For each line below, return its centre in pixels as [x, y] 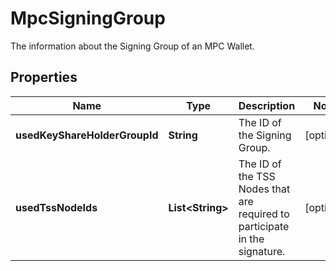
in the [251, 239]
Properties [44, 77]
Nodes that [264, 189]
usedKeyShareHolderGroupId [87, 135]
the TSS [257, 176]
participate [264, 226]
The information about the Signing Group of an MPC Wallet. [132, 46]
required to [264, 214]
